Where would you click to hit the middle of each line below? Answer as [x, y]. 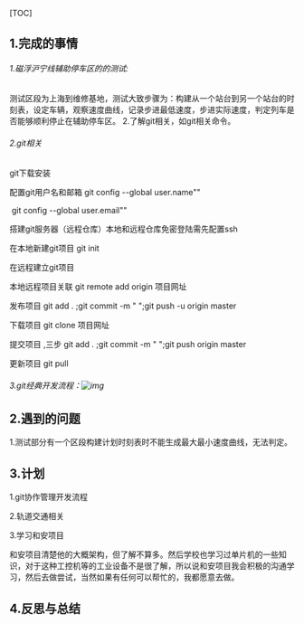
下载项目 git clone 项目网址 [60, 325]
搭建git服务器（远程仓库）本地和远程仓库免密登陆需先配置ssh [123, 229]
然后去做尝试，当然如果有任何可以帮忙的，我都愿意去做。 [132, 577]
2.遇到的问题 [45, 419]
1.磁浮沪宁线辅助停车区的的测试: [69, 68]
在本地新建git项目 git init [54, 248]
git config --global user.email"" [69, 210]
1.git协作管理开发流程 [49, 497]
